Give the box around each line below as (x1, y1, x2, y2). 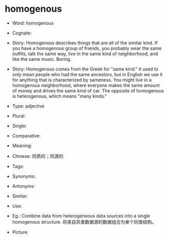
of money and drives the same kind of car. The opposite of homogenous (12, 87, 164, 93)
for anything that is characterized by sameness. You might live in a (12, 77, 152, 83)
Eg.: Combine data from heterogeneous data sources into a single (12, 212, 151, 219)
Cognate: (12, 30, 32, 36)
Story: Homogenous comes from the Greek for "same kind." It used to (12, 66, 159, 72)
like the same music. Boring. (12, 56, 72, 62)
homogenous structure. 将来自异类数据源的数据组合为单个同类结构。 (12, 219, 156, 225)
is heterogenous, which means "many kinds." (12, 93, 107, 99)
